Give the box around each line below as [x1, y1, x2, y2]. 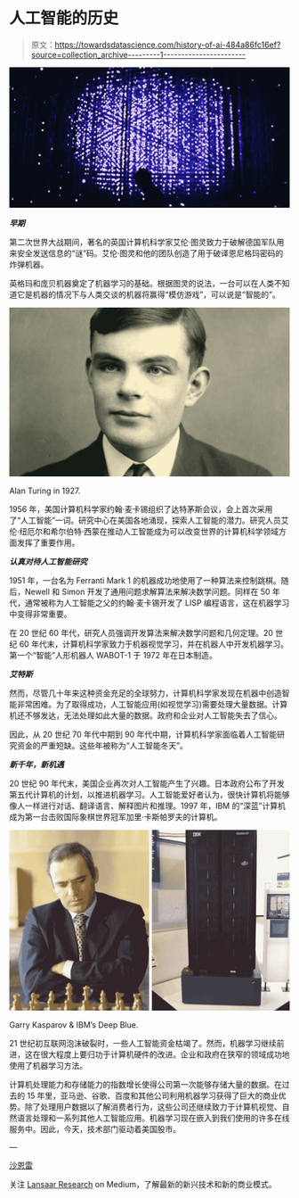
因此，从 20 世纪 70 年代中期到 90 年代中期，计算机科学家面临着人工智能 [9, 729, 278, 739]
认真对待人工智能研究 [9, 556, 87, 566]
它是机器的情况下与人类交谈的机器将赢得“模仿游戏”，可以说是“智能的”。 [16, 289, 280, 300]
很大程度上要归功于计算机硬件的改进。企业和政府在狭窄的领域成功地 [39, 1049, 290, 1060]
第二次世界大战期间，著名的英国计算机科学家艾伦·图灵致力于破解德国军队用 [9, 237, 285, 248]
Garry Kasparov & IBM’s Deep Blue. [9, 1019, 139, 1030]
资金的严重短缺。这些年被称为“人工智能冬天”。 [16, 739, 189, 750]
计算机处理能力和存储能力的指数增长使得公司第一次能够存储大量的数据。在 [9, 1078, 282, 1089]
